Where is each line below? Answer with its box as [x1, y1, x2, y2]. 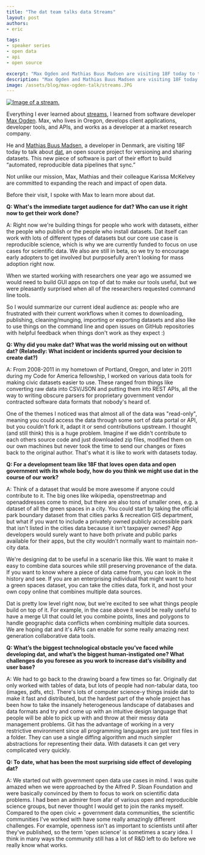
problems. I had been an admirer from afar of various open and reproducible [6, 796, 198, 804]
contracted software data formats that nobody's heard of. [6, 398, 151, 406]
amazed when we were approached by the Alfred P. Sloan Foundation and [6, 783, 193, 790]
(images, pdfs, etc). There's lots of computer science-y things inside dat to [6, 689, 195, 696]
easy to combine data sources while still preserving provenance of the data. [6, 562, 197, 570]
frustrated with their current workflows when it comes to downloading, [6, 310, 184, 317]
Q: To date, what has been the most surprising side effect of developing [6, 759, 192, 766]
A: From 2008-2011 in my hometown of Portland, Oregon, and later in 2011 [6, 366, 192, 373]
